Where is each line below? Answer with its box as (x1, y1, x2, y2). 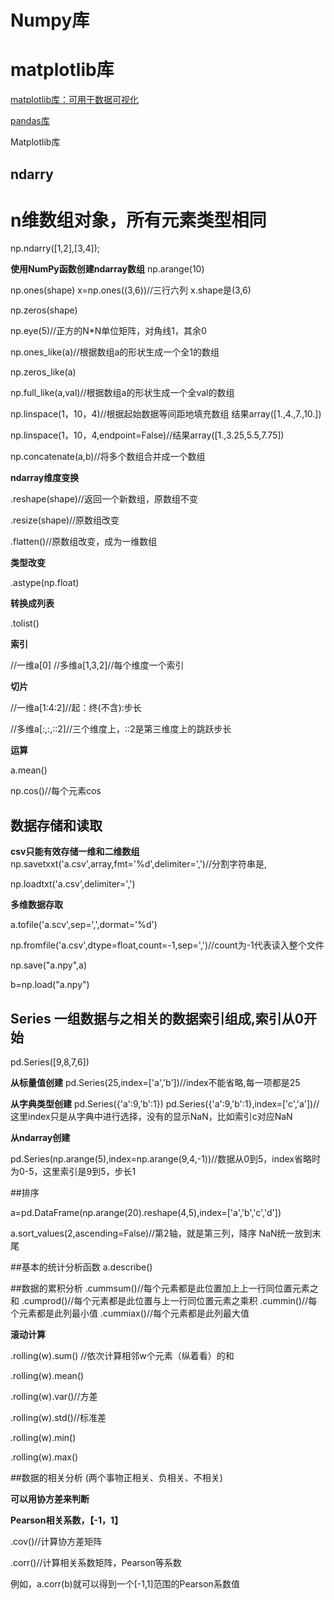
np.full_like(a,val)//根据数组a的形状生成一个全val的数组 (10, 387, 235, 399)
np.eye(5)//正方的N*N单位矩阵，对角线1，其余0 (10, 325, 207, 337)
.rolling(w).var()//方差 (10, 1391, 98, 1403)
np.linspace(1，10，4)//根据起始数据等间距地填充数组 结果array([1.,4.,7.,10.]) (10, 408, 322, 420)
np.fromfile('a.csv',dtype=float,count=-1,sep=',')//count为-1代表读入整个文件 (10, 939, 325, 951)
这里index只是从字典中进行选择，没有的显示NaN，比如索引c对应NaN (10, 1111, 293, 1123)
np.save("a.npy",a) (10, 959, 88, 971)
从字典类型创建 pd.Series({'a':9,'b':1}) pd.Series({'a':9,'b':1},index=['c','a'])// (10, 1098, 320, 1110)
